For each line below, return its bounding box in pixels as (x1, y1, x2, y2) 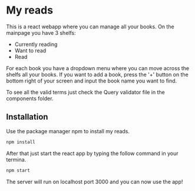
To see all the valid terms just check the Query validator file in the (6, 88, 165, 95)
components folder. (6, 95, 54, 102)
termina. (6, 156, 27, 163)
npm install (6, 139, 35, 145)
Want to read (14, 47, 47, 54)
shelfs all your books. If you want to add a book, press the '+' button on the (6, 71, 189, 78)
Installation (6, 112, 48, 122)
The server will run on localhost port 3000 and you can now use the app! (6, 178, 183, 185)
